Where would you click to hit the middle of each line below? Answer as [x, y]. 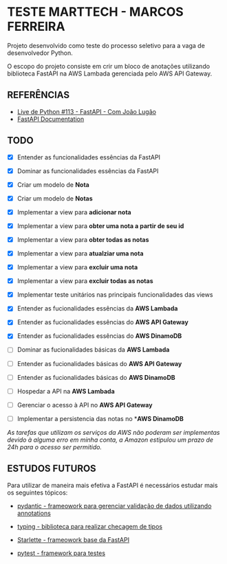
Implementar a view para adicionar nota [74, 212]
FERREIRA [36, 26]
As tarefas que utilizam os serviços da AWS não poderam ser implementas [113, 432]
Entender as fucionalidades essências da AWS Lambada [97, 308]
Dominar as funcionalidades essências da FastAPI [88, 171]
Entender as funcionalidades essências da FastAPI [88, 157]
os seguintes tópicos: [37, 493]
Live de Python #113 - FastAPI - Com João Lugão [87, 111]
